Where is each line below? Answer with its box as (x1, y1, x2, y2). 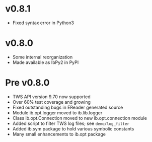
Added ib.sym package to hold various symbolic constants (12, 125, 134, 131)
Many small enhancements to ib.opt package (12, 131, 106, 137)
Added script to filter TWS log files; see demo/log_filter (12, 120, 130, 126)
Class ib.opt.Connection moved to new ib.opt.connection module (12, 115, 147, 121)
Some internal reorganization (12, 54, 73, 60)
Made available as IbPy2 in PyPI (12, 59, 79, 65)
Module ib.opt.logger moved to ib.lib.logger (12, 109, 103, 116)
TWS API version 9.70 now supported (12, 94, 91, 100)
